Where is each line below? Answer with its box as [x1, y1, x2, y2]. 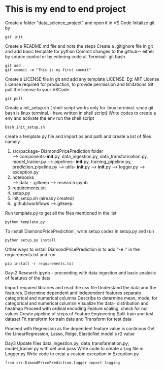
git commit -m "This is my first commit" [5, 67, 92, 72]
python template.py [5, 219, 45, 225]
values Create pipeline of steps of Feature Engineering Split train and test [5, 310, 154, 316]
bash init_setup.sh [5, 125, 45, 130]
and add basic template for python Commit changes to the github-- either [5, 48, 154, 54]
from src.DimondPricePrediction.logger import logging [5, 360, 120, 365]
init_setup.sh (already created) [12, 195, 74, 201]
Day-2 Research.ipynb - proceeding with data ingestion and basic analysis [5, 269, 156, 275]
